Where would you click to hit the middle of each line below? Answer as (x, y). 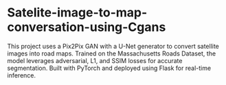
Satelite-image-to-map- (77, 13)
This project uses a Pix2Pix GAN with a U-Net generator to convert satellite (113, 46)
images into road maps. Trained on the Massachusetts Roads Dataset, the (112, 53)
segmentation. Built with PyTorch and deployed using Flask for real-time (109, 68)
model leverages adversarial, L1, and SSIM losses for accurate (95, 60)
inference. (22, 75)
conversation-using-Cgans (87, 27)
